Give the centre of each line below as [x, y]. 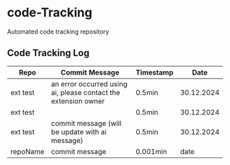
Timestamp [155, 72]
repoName [27, 151]
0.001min [152, 151]
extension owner [78, 101]
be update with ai [79, 131]
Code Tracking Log [48, 53]
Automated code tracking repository [58, 31]
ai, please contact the [86, 92]
